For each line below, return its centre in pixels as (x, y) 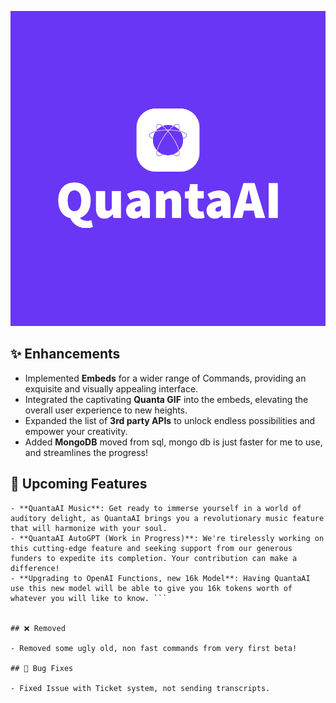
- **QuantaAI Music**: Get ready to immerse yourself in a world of (156, 508)
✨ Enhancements (65, 354)
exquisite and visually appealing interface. (111, 388)
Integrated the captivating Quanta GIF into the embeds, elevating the (166, 399)
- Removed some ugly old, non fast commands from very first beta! (154, 648)
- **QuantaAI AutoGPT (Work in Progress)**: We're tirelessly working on (167, 538)
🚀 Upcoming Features (79, 484)
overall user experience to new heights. (106, 410)
